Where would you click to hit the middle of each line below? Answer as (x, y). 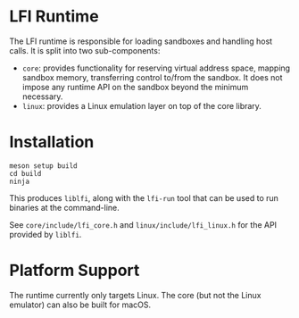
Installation (52, 142)
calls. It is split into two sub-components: (85, 50)
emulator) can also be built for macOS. (80, 305)
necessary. (42, 96)
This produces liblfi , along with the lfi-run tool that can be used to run (144, 197)
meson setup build (43, 166)
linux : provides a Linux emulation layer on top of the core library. (141, 105)
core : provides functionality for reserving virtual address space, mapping (156, 68)
